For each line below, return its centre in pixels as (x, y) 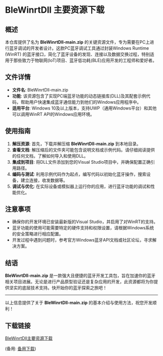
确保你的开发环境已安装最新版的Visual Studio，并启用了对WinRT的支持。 (85, 222)
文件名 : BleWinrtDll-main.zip (40, 90)
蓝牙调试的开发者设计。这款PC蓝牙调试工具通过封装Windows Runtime (79, 48)
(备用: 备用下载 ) (21, 349)
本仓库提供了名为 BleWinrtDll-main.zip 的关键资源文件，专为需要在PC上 (77, 42)
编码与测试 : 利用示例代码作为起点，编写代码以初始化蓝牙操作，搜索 (79, 174)
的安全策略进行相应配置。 (38, 234)
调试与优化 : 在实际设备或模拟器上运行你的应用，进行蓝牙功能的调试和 (81, 186)
